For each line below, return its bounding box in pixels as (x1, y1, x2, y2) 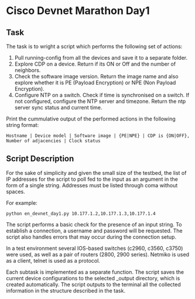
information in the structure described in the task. (6, 287, 126, 294)
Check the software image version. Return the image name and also (14, 73, 179, 80)
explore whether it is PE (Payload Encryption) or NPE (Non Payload (14, 79, 176, 86)
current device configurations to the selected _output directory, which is (6, 274, 180, 281)
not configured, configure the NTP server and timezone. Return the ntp (14, 98, 186, 105)
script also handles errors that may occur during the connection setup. (6, 233, 177, 240)
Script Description (6, 154, 74, 164)
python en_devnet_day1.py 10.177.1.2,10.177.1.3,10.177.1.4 (6, 211, 156, 216)
